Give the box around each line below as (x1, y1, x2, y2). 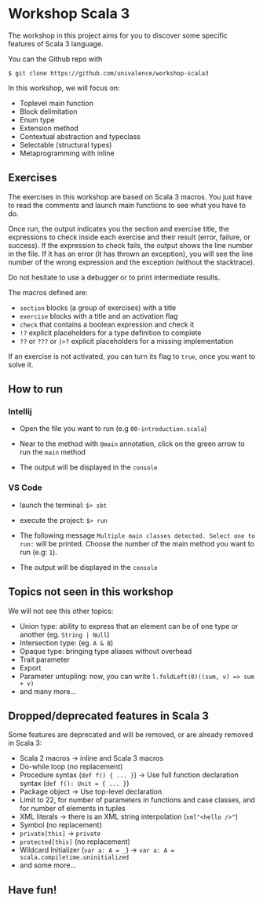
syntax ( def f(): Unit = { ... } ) (19, 779, 130, 788)
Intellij (8, 406, 33, 417)
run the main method (19, 447, 86, 457)
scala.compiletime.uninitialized (19, 853, 130, 862)
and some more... (19, 860, 77, 870)
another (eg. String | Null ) (19, 630, 110, 639)
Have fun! (8, 883, 57, 897)
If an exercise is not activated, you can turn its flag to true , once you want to (8, 351, 256, 361)
